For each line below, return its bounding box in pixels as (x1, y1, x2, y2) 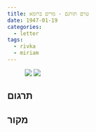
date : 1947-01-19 (7, 17, 58, 24)
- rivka (13, 43, 36, 50)
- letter (13, 29, 39, 37)
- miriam (13, 50, 39, 57)
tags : (7, 37, 23, 44)
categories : (7, 23, 42, 30)
